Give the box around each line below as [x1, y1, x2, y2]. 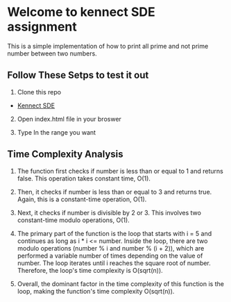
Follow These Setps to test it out [7, 69, 149, 81]
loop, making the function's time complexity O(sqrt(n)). [17, 287, 175, 295]
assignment [7, 19, 78, 35]
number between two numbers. [7, 49, 97, 58]
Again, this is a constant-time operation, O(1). [17, 195, 147, 203]
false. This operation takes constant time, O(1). [17, 174, 151, 183]
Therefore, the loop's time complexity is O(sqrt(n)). [17, 266, 163, 274]
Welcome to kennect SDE [7, 4, 155, 20]
